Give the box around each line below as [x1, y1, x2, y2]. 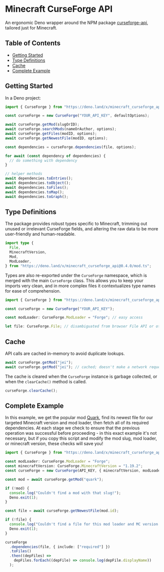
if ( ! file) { [5, 517, 32, 522]
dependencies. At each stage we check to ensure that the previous [5, 425, 140, 431]
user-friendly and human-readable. [5, 231, 76, 237]
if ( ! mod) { [5, 486, 29, 491]
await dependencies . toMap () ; [5, 190, 64, 195]
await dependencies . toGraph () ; [5, 194, 69, 199]
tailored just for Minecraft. [5, 25, 58, 30]
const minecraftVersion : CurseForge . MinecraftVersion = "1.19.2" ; [5, 464, 143, 469]
